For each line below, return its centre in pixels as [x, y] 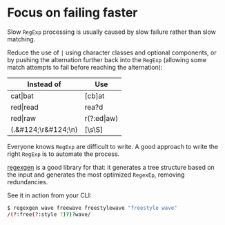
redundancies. [28, 182]
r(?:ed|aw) [101, 118]
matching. [21, 39]
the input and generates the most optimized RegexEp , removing [96, 175]
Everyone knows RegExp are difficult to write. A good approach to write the [113, 146]
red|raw [23, 118]
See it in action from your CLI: [49, 195]
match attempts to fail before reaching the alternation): [85, 67]
